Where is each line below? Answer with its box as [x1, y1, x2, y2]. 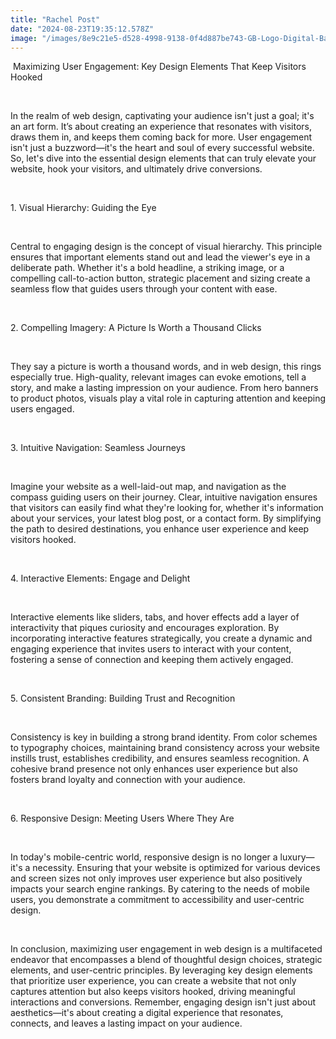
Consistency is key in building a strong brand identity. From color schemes [10, 731, 318, 743]
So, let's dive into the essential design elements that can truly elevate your [10, 152, 317, 165]
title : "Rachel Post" [10, 14, 101, 25]
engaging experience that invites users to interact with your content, [10, 643, 292, 655]
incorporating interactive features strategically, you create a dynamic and [10, 632, 313, 645]
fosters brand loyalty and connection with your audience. [10, 774, 246, 786]
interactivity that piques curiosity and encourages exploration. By [10, 622, 280, 634]
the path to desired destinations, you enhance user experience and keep [10, 523, 310, 535]
